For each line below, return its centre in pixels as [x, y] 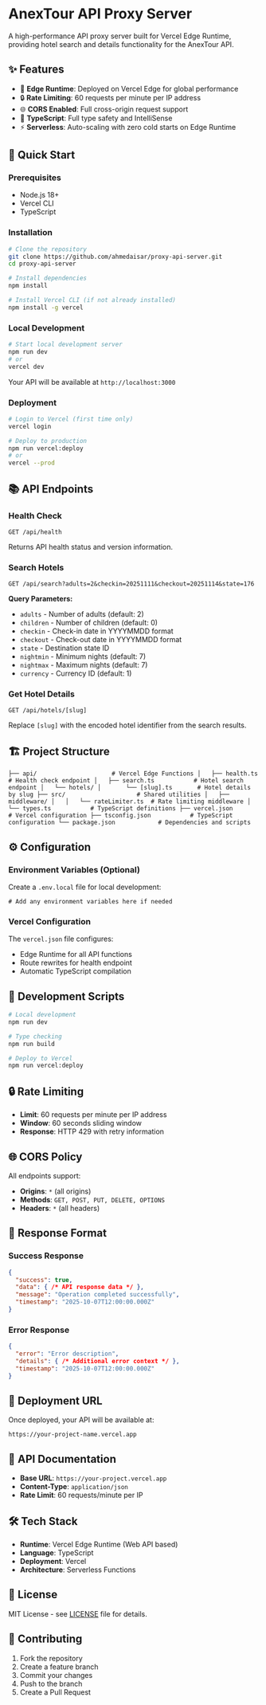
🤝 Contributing [45, 1639]
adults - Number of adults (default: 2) [82, 614]
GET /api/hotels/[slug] [48, 711]
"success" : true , [44, 1280]
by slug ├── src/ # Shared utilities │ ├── [119, 795]
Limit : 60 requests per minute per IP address [93, 1115]
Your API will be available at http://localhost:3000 [92, 382]
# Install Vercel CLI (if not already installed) [92, 300]
